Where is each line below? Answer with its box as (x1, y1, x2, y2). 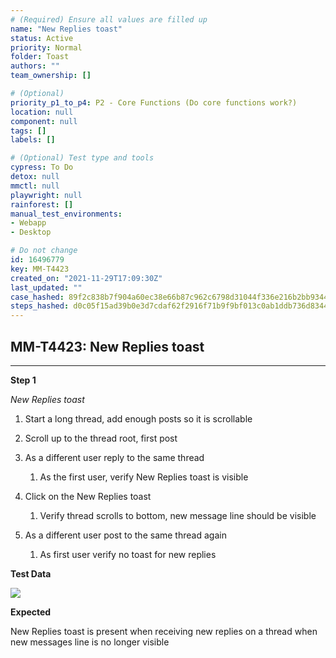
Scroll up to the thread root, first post (24, 432, 178, 444)
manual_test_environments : (10, 209, 123, 219)
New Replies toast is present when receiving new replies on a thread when (10, 625, 318, 637)
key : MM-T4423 (10, 264, 70, 274)
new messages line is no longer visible (10, 636, 170, 648)
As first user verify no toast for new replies (39, 548, 217, 560)
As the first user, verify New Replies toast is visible (39, 471, 249, 483)
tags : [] (10, 126, 47, 136)
